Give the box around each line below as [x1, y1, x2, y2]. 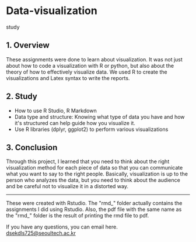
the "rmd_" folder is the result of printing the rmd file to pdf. [6, 212, 149, 219]
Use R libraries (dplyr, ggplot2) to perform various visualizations [14, 126, 169, 133]
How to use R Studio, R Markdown [14, 107, 97, 114]
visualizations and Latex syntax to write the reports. [6, 74, 130, 81]
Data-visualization [6, 4, 97, 18]
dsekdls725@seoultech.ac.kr [6, 230, 76, 237]
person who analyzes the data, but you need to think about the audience [6, 177, 181, 184]
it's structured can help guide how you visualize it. [14, 119, 136, 126]
